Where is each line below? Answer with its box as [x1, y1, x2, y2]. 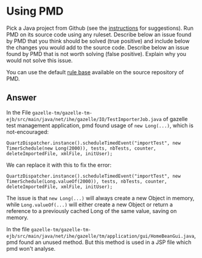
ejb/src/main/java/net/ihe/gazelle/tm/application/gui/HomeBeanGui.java [6, 233, 195, 239]
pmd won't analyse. [6, 245, 56, 252]
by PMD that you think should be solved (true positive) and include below [6, 37, 190, 44]
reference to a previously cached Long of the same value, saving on [6, 207, 177, 214]
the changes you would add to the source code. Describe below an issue [6, 44, 189, 51]
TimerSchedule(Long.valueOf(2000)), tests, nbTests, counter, [6, 178, 167, 184]
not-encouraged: [6, 128, 49, 135]
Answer [6, 92, 37, 103]
